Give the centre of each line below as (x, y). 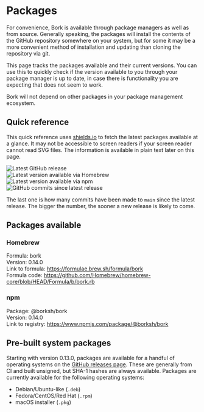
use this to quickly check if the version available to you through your (92, 71)
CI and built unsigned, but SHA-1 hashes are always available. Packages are (101, 370)
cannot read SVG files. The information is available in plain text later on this (100, 150)
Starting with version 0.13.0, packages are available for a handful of (90, 358)
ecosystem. (21, 103)
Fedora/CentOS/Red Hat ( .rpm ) (54, 396)
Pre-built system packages (59, 343)
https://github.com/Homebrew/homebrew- (97, 275)
